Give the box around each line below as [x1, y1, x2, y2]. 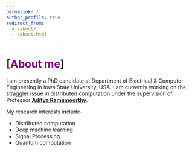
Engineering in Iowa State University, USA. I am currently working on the [6, 84, 187, 91]
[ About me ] [6, 57, 65, 71]
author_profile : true [6, 14, 61, 21]
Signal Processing [14, 133, 60, 140]
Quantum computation [14, 139, 71, 147]
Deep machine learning [14, 126, 74, 133]
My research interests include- [6, 108, 83, 115]
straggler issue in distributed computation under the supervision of [6, 90, 173, 97]
